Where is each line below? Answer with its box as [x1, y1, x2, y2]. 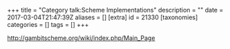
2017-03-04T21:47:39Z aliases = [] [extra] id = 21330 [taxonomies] [7, 13, 198, 21]
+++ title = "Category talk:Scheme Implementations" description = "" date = [7, 6, 224, 14]
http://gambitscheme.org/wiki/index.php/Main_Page [7, 34, 155, 42]
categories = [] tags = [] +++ [7, 21, 89, 28]
